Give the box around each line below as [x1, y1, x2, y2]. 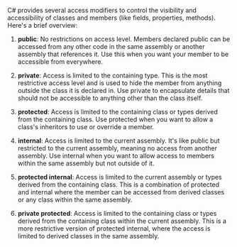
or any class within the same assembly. [17, 195, 133, 204]
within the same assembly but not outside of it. [17, 159, 155, 168]
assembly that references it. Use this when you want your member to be [17, 50, 229, 58]
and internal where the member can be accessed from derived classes [17, 188, 225, 196]
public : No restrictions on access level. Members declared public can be [17, 35, 231, 43]
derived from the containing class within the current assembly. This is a [17, 216, 227, 225]
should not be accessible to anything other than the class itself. [17, 94, 203, 102]
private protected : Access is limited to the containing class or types [17, 209, 217, 217]
